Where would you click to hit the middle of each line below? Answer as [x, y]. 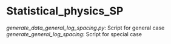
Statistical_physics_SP [65, 11]
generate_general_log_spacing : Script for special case [74, 34]
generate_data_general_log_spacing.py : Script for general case [85, 28]
